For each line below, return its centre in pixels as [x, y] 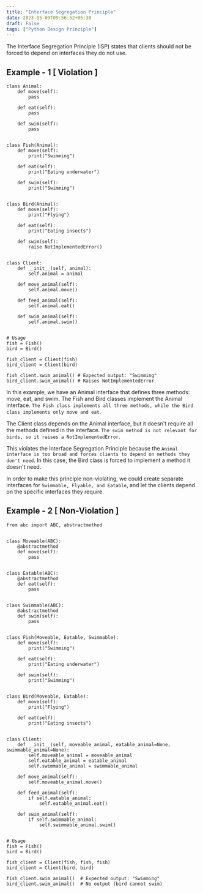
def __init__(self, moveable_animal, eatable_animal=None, [94, 744]
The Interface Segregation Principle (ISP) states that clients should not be [99, 47]
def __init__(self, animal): [54, 269]
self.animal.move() [53, 290]
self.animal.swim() [53, 322]
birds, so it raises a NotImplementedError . [63, 437]
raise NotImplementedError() [65, 247]
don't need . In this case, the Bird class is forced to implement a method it [98, 460]
